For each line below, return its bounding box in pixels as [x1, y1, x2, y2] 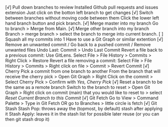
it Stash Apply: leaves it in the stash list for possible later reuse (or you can [5, 111, 159, 117]
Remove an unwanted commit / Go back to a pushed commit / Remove [5, 42, 151, 47]
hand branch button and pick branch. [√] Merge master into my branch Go [5, 20, 159, 26]
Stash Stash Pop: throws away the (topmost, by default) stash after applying [5, 105, 163, 111]
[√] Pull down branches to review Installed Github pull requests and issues [5, 5, 158, 10]
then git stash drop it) [5, 116, 50, 122]
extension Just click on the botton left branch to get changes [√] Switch [5, 10, 153, 16]
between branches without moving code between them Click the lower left [5, 15, 159, 21]
